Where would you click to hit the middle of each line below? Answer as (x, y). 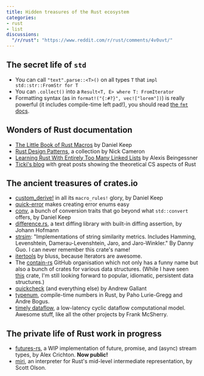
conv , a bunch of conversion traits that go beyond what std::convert (102, 211)
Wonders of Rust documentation (69, 130)
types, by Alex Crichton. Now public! (62, 355)
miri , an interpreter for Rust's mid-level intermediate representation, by (104, 361)
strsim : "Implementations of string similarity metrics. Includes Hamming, (106, 237)
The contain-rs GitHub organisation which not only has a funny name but (107, 263)
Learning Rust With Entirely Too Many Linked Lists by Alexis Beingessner (106, 158)
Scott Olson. (31, 368)
